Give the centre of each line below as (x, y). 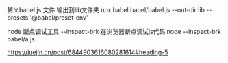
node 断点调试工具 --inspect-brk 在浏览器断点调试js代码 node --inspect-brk (114, 31)
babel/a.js (21, 39)
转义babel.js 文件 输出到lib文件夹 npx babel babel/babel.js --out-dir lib (106, 10)
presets (18, 18)
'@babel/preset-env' (59, 18)
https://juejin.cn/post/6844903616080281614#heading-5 (88, 52)
